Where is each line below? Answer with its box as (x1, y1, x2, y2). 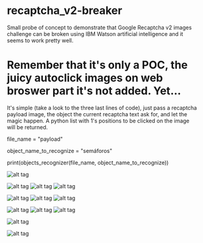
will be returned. (7, 123, 48, 131)
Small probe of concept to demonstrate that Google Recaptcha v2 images (7, 24, 192, 31)
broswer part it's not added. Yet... (7, 84, 182, 98)
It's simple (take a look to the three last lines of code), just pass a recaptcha (7, 104, 198, 111)
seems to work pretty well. (7, 37, 74, 44)
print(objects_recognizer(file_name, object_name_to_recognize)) (7, 159, 169, 166)
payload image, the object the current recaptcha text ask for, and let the (7, 110, 188, 118)
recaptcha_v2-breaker (7, 4, 123, 18)
